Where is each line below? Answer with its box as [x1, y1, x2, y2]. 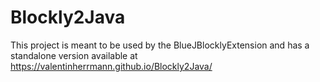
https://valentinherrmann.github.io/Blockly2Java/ [10, 60, 213, 72]
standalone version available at [10, 49, 138, 61]
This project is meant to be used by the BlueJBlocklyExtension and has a [10, 39, 310, 51]
